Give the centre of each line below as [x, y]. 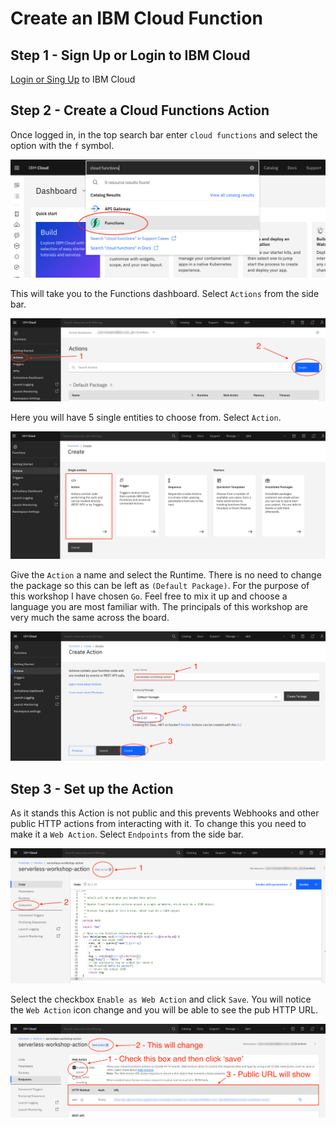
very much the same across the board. [90, 617]
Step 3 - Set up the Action [92, 788]
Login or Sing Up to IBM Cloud [73, 79]
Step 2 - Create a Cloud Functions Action [140, 110]
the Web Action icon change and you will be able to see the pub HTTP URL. [164, 1009]
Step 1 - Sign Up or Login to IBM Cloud [130, 55]
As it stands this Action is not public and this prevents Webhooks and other [165, 813]
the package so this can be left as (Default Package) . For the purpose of [160, 585]
